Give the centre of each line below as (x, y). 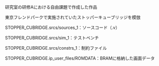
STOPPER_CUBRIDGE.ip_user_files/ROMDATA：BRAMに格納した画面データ (80, 58)
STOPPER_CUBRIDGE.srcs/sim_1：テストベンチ (52, 38)
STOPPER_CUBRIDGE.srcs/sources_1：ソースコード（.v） (63, 27)
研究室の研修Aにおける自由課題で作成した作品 (51, 7)
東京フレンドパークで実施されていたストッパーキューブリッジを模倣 (73, 17)
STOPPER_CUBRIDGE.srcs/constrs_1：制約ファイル (56, 48)
